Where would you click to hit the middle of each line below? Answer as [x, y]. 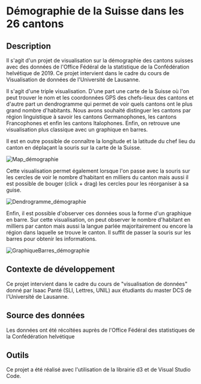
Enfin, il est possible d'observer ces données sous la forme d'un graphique [99, 213]
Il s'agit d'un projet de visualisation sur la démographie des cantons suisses [100, 60]
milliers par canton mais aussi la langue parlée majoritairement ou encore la [100, 226]
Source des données [46, 316]
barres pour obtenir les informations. [52, 239]
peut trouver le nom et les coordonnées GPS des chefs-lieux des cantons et [100, 98]
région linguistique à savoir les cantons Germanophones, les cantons [91, 117]
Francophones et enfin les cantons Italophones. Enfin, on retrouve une [93, 123]
